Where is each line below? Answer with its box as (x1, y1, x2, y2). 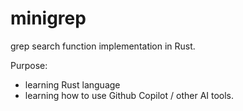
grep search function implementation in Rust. (10, 40, 196, 52)
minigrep (10, 7, 87, 30)
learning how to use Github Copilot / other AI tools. (24, 89, 235, 101)
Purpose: (10, 59, 48, 71)
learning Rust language (24, 78, 121, 91)
